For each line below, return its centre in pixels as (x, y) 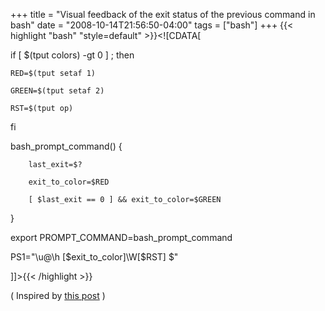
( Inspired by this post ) (58, 295)
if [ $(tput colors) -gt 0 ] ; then (72, 55)
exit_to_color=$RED (69, 182)
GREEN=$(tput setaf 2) (57, 91)
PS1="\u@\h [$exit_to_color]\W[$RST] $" (94, 257)
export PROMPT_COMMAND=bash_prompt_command (121, 237)
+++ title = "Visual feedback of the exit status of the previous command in (163, 14)
